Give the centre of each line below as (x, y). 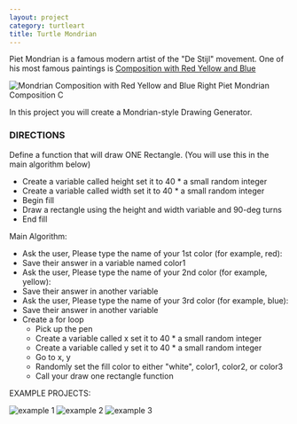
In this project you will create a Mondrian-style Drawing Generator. (131, 113)
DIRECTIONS (37, 136)
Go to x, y (53, 357)
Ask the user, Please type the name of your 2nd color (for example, (145, 272)
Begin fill (38, 200)
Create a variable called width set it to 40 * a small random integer (143, 191)
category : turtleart (47, 26)
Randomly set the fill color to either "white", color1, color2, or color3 (159, 366)
